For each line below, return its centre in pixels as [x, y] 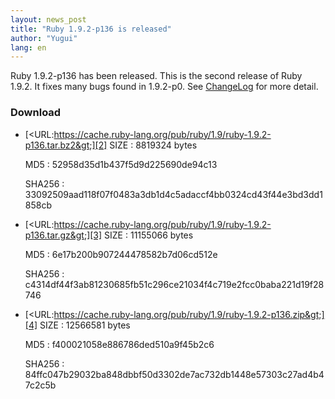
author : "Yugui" [44, 38]
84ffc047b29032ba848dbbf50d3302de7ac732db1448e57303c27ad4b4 [174, 374]
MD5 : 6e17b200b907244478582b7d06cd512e [121, 254]
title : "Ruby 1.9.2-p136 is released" [91, 29]
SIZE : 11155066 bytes [149, 235]
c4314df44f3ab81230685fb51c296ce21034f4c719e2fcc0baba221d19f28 [174, 284]
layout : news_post [48, 19]
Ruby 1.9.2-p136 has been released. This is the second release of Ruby [156, 76]
